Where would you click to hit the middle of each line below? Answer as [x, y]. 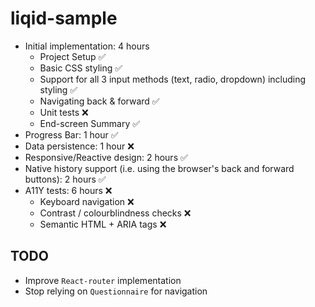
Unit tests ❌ [64, 112]
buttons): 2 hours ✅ [65, 179]
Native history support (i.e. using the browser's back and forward [159, 168]
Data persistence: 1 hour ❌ [79, 146]
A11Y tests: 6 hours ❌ [68, 190]
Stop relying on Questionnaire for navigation [116, 291]
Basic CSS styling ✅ [81, 68]
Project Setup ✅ [73, 56]
